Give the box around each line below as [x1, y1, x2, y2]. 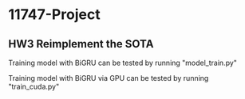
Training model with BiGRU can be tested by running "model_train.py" [8, 58, 238, 67]
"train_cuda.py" [8, 82, 60, 91]
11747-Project [8, 6, 101, 24]
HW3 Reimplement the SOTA [8, 37, 154, 51]
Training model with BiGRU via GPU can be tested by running [8, 74, 209, 82]
